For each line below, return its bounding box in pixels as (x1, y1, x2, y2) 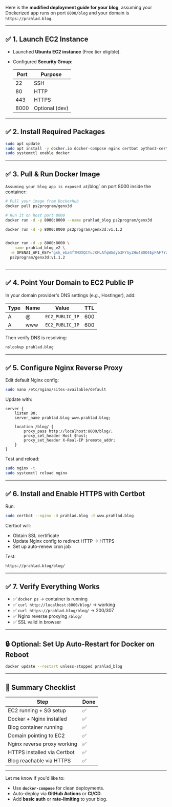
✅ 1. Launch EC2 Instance (5, 35, 89, 44)
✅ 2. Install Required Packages (5, 127, 105, 136)
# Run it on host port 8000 (5, 213, 66, 218)
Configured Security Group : (12, 59, 73, 65)
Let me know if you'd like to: (5, 775, 65, 781)
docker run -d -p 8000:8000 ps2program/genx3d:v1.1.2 (5, 227, 123, 232)
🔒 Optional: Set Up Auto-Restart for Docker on (5, 639, 155, 648)
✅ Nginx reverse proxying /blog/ (12, 613, 82, 619)
